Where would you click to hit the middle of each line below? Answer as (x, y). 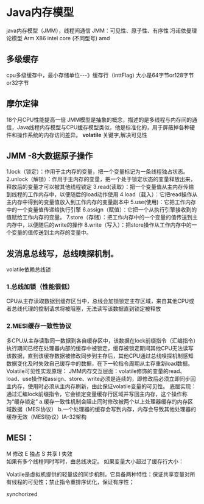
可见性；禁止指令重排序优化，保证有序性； (81, 481)
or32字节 (18, 82)
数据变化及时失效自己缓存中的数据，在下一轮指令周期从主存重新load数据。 (100, 363)
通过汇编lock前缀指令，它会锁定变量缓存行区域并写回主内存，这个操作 (94, 394)
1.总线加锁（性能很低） (40, 287)
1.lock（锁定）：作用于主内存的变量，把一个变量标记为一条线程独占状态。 (97, 172)
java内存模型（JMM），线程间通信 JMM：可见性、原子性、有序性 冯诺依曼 (99, 30)
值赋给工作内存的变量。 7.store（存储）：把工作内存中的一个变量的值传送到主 (102, 218)
